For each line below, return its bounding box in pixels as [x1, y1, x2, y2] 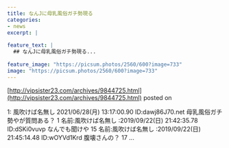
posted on [143, 93, 173, 101]
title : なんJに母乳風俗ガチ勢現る [7, 10, 93, 17]
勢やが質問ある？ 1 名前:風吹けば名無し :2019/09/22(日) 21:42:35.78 [7, 116, 198, 124]
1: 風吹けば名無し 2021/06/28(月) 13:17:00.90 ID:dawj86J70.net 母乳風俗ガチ [7, 108, 223, 116]
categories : [7, 16, 41, 23]
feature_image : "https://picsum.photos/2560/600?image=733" [7, 61, 183, 68]
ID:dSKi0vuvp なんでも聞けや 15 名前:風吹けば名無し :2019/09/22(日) [7, 125, 201, 133]
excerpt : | [7, 29, 38, 36]
